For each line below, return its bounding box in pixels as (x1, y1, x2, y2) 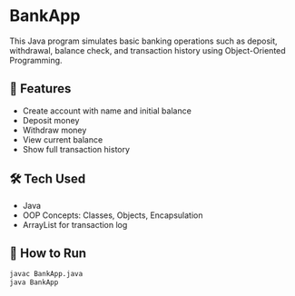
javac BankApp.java (9, 270, 84, 279)
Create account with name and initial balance (22, 105, 192, 116)
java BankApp (9, 278, 59, 287)
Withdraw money (22, 124, 87, 135)
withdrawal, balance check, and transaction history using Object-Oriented (9, 44, 286, 55)
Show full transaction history (22, 143, 130, 154)
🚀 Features (9, 81, 72, 96)
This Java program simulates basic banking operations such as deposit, (9, 35, 279, 46)
